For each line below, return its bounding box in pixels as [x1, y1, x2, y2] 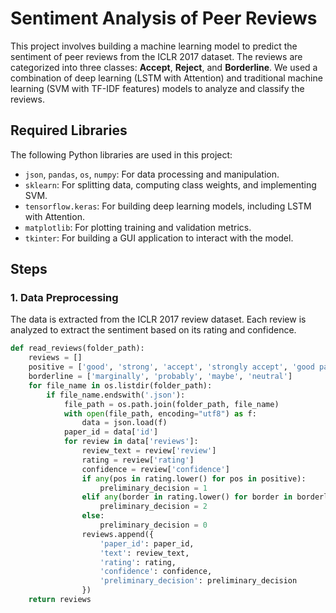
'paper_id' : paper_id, [99, 538, 195, 549]
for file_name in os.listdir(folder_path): [28, 380, 213, 391]
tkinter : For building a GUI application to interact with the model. [24, 232, 294, 244]
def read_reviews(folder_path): [10, 343, 145, 354]
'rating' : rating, [99, 557, 177, 567]
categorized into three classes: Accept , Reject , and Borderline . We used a [10, 61, 318, 73]
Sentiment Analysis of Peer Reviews [10, 7, 318, 30]
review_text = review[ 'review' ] [81, 446, 217, 456]
